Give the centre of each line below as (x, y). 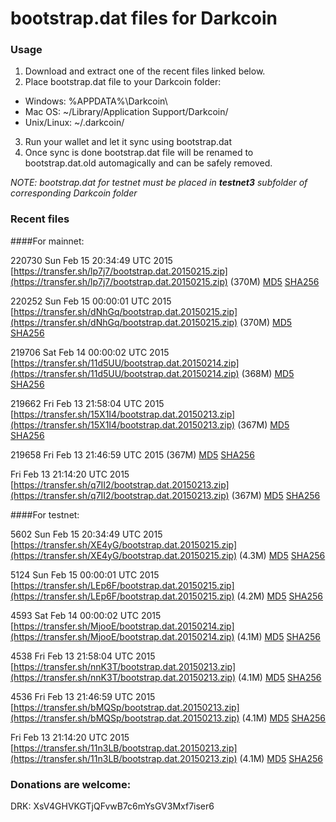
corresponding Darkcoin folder (74, 193)
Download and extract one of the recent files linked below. (145, 71)
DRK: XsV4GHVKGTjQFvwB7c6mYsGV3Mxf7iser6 (112, 806)
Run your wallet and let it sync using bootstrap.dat (128, 142)
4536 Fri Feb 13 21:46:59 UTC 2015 (83, 696)
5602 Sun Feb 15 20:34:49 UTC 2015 (86, 534)
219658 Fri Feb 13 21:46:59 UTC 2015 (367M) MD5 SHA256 (132, 454)
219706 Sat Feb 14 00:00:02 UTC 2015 (90, 352)
